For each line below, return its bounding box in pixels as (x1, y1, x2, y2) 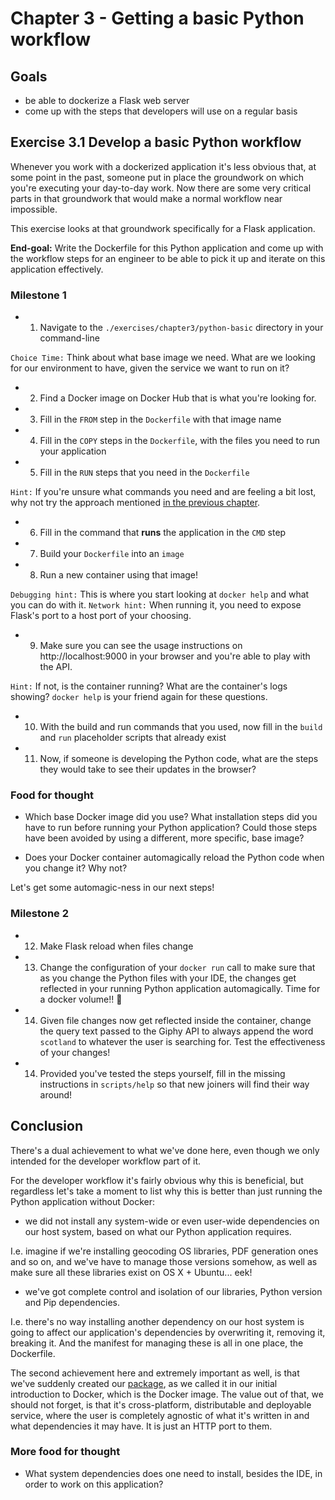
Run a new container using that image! (39, 569, 199, 581)
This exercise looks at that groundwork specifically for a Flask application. (10, 222, 316, 234)
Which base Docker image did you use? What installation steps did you (24, 811, 318, 823)
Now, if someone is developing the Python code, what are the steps (39, 753, 319, 765)
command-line (39, 332, 100, 344)
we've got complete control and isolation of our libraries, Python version (24, 1285, 323, 1297)
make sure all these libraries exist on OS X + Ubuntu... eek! (10, 1266, 253, 1278)
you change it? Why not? (24, 862, 128, 874)
